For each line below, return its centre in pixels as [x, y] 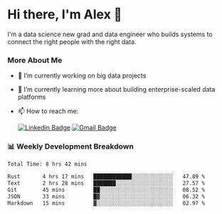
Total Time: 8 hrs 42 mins [47, 164]
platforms [32, 97]
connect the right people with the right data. [72, 41]
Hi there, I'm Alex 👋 [65, 15]
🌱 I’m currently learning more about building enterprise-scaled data [116, 90]
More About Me [35, 60]
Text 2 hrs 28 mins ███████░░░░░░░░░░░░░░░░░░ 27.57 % [106, 183]
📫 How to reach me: [48, 111]
